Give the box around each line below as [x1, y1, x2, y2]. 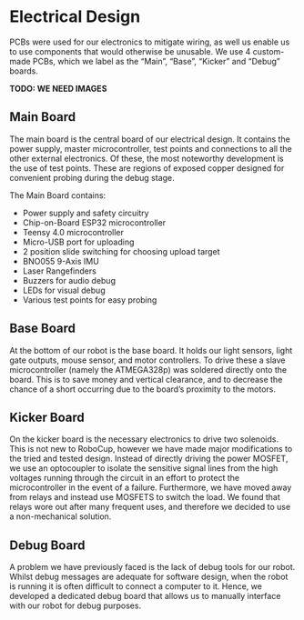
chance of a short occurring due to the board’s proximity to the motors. [9, 384, 276, 395]
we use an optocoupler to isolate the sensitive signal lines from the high [9, 463, 279, 474]
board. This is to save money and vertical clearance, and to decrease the [9, 374, 283, 385]
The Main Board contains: [9, 189, 106, 201]
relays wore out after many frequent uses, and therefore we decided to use [9, 502, 291, 513]
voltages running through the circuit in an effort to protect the [9, 473, 239, 484]
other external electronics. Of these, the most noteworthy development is [9, 153, 284, 164]
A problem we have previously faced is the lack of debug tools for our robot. [9, 562, 296, 573]
